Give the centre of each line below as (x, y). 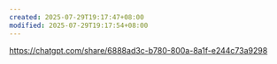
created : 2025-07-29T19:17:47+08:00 (77, 17)
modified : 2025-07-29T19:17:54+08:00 (79, 25)
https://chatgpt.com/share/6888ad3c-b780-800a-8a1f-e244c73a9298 (138, 50)
